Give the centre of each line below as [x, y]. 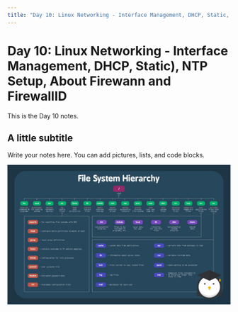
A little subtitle [40, 138]
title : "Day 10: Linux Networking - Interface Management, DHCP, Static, [119, 15]
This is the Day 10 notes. [43, 116]
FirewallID [37, 96]
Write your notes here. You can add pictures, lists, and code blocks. [106, 155]
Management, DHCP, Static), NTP [108, 66]
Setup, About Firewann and [89, 81]
